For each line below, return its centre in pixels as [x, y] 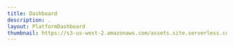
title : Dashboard [32, 13]
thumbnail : [23, 33]
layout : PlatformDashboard [46, 26]
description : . [29, 20]
